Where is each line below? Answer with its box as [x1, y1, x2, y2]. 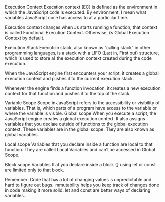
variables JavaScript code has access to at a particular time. [5, 15, 129, 20]
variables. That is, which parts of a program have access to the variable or [5, 105, 157, 111]
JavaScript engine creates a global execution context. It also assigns [5, 116, 145, 121]
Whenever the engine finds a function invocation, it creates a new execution [5, 85, 161, 91]
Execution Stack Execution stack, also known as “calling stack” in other [5, 45, 151, 50]
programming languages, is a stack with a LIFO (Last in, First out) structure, [5, 50, 160, 56]
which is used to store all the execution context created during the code [5, 55, 152, 61]
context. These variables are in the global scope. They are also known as [5, 126, 155, 132]
